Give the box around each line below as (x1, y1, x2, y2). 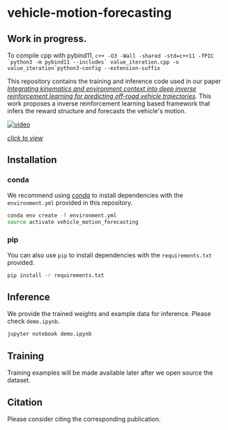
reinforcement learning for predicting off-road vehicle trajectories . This (7, 92, 211, 100)
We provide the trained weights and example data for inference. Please (7, 310, 211, 318)
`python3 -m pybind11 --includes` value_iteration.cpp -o (7, 59, 179, 66)
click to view (7, 134, 43, 142)
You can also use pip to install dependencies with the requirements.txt (7, 250, 213, 259)
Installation (7, 154, 57, 166)
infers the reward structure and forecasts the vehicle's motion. (7, 107, 187, 115)
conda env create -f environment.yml (7, 212, 117, 219)
